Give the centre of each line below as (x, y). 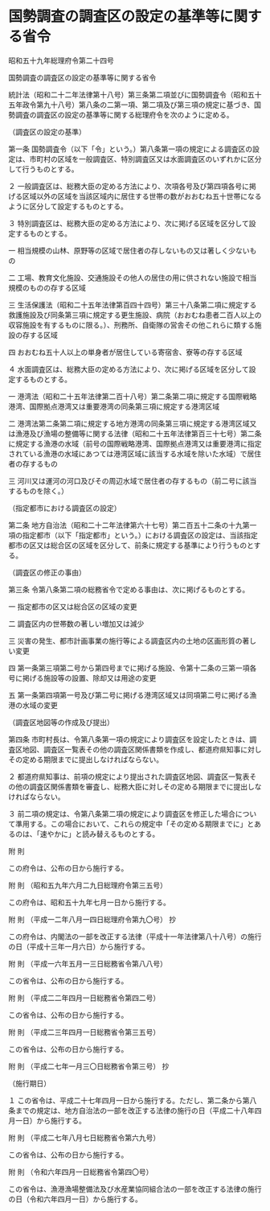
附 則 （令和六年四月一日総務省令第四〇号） (81, 1172)
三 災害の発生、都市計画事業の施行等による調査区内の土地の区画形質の (125, 641)
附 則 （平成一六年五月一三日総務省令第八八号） (88, 963)
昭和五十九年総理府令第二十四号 (61, 60)
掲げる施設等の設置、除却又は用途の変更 (89, 678)
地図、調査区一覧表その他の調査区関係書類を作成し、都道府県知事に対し (142, 749)
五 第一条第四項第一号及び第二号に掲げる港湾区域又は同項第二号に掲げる (129, 695)
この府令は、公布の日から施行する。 (68, 868)
